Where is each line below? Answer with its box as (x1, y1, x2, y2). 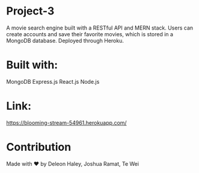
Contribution (6, 140, 72, 154)
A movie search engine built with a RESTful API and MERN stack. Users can (6, 24, 194, 31)
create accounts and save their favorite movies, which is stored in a (6, 30, 173, 37)
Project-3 (6, 4, 55, 18)
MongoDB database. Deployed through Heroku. (6, 37, 124, 44)
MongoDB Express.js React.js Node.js (6, 78, 100, 85)
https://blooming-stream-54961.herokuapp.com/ (6, 119, 127, 126)
